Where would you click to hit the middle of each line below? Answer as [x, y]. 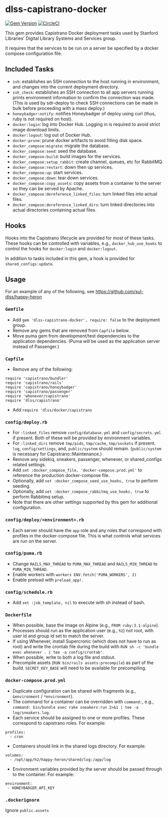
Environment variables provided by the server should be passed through [87, 769]
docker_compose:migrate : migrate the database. [61, 146]
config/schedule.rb [29, 592]
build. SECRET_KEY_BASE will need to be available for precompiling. [79, 668]
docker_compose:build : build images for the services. [67, 156]
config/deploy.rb [26, 422]
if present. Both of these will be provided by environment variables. [82, 438]
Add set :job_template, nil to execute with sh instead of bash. [79, 602]
